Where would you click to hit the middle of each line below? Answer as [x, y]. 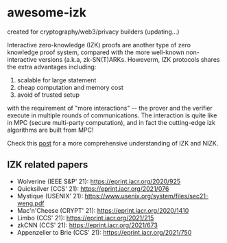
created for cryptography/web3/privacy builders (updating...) [93, 32]
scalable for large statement [57, 80]
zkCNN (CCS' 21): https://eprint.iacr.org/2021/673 [87, 225]
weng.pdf [31, 203]
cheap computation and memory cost [70, 87]
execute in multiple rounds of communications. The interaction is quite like [112, 115]
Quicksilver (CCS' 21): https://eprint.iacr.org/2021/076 [93, 188]
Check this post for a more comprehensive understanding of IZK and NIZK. [113, 143]
